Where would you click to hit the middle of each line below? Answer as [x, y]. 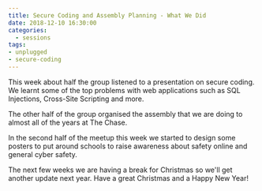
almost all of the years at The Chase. [68, 122]
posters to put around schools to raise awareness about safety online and [128, 146]
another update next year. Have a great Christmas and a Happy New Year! [128, 178]
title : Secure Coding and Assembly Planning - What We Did [107, 15]
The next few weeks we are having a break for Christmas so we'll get [120, 170]
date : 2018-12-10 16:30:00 [52, 23]
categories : [28, 30]
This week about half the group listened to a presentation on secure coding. [131, 82]
